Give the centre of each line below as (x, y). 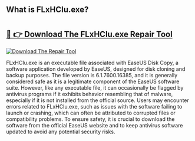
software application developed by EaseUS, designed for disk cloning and (96, 69)
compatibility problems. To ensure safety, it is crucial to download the (90, 119)
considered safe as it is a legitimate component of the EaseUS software (93, 81)
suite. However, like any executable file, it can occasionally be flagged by (95, 88)
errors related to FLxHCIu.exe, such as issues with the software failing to (94, 106)
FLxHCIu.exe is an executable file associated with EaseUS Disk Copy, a (92, 63)
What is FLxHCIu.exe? (47, 10)
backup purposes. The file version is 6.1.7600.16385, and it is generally (92, 75)
